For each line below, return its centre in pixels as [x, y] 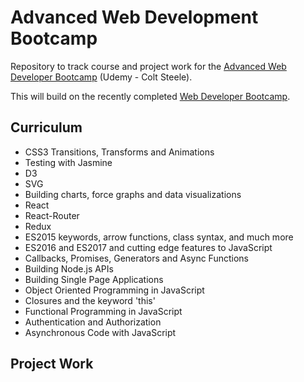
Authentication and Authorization [93, 322]
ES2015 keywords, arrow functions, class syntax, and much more [159, 237]
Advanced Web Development [134, 17]
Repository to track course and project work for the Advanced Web [148, 66]
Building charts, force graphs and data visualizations [133, 194]
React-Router [52, 215]
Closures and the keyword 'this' [90, 300]
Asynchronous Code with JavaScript [100, 332]
